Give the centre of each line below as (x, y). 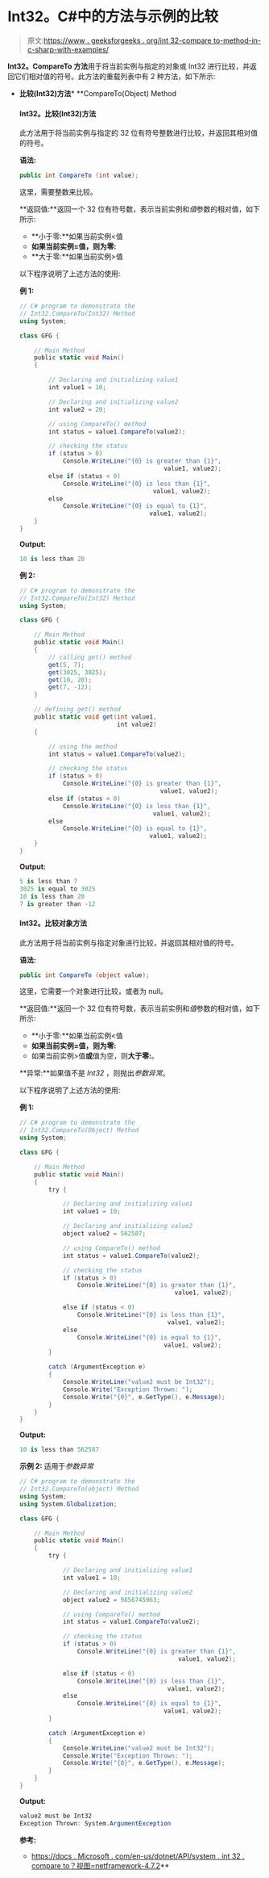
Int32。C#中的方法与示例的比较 (113, 17)
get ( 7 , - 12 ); (70, 687)
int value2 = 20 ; (77, 409)
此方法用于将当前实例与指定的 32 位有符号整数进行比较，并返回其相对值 (139, 133)
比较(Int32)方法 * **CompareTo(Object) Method (98, 93)
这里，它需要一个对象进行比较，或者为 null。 (93, 991)
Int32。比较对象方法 (53, 923)
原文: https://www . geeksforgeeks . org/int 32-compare (120, 40)
